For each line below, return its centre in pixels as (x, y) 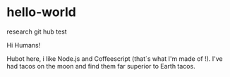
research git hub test (37, 31)
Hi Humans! (24, 45)
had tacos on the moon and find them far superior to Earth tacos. (101, 66)
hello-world (42, 12)
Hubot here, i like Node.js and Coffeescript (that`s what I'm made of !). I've (115, 58)
